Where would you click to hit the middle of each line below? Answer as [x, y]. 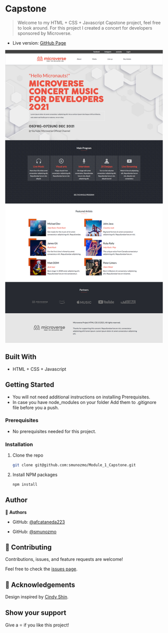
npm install [25, 484]
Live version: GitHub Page [39, 43]
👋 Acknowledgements [40, 585]
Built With [21, 357]
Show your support [36, 613]
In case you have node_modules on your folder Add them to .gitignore [84, 402]
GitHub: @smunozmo [34, 531]
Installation [19, 444]
